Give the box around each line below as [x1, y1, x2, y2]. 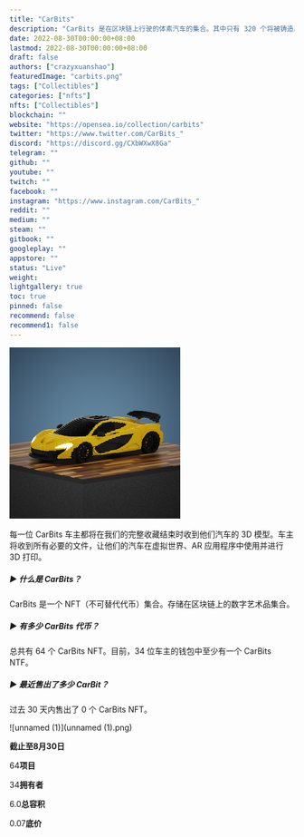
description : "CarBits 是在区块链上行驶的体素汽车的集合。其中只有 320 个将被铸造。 [9, 24, 301, 34]
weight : [9, 273, 39, 282]
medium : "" [9, 216, 51, 225]
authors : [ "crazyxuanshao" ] [9, 63, 116, 72]
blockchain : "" [9, 110, 67, 120]
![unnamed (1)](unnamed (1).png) [9, 722, 133, 733]
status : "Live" [9, 263, 67, 272]
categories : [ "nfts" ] [9, 91, 91, 100]
